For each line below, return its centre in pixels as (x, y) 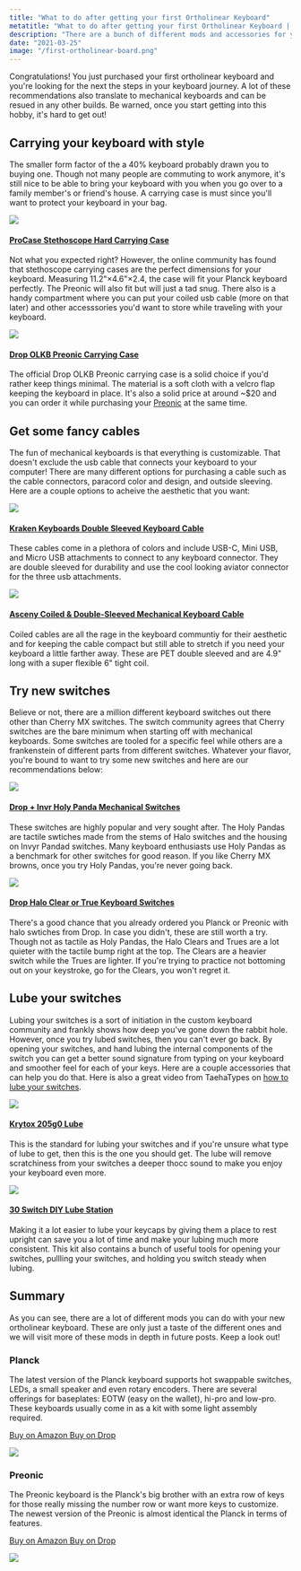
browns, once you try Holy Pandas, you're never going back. (121, 865)
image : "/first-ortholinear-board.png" (84, 51)
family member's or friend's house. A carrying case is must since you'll (141, 193)
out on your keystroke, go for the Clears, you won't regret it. (120, 970)
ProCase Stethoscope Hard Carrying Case (90, 240)
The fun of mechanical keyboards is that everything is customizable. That (145, 453)
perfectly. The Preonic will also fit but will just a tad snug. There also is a (142, 289)
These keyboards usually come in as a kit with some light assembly (133, 1409)
